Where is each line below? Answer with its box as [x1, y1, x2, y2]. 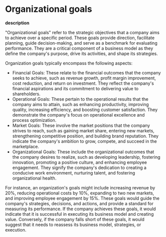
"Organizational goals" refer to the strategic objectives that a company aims [5, 29, 160, 35]
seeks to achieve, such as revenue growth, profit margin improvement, [12, 75, 156, 81]
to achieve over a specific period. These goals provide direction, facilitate [5, 35, 155, 41]
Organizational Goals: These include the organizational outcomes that [12, 149, 155, 155]
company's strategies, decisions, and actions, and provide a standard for [5, 200, 154, 206]
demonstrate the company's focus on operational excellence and [12, 112, 145, 118]
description [5, 20, 30, 26]
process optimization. [12, 117, 57, 123]
